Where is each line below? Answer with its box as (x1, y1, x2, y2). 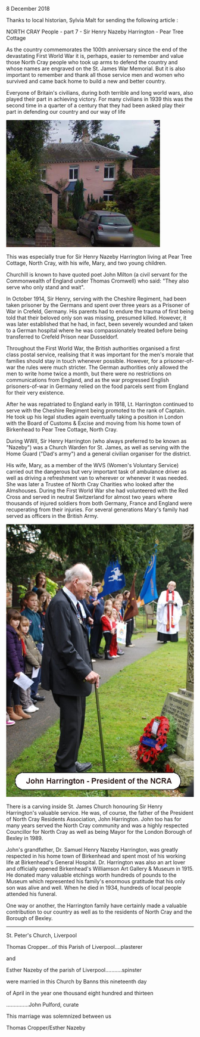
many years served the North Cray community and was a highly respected (6, 822, 189, 829)
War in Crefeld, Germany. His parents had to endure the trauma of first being (6, 308, 194, 315)
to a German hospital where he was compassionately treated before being (6, 327, 188, 334)
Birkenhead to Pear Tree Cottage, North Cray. (6, 426, 118, 433)
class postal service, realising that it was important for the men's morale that (6, 351, 194, 358)
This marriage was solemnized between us (6, 1013, 112, 1020)
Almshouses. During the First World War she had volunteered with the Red (6, 487, 189, 494)
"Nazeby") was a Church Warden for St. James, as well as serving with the (6, 444, 189, 451)
